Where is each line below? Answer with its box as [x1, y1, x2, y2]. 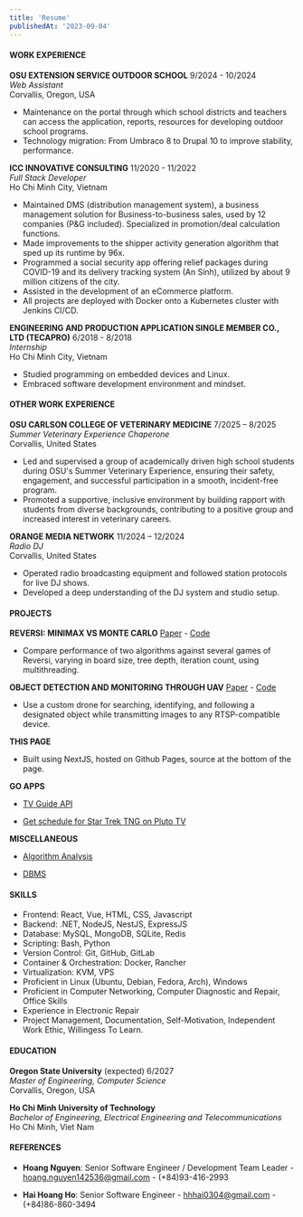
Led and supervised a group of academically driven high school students [22, 456, 295, 467]
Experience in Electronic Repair [22, 1005, 140, 1016]
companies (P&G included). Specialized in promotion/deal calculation [22, 218, 280, 229]
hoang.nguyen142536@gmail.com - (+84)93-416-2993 [22, 1172, 229, 1183]
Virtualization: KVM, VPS [22, 967, 115, 977]
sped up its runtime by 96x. [22, 247, 125, 258]
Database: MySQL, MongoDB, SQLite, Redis [22, 929, 186, 939]
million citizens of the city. [22, 276, 120, 287]
